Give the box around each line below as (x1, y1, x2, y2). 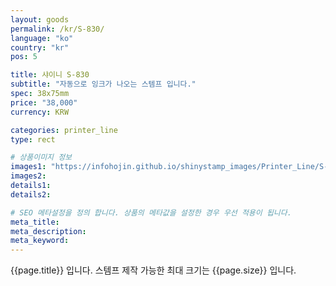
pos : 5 (10, 52, 38, 62)
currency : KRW (10, 107, 70, 117)
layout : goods (10, 14, 70, 25)
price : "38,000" (10, 97, 78, 108)
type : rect (10, 134, 56, 145)
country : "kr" (10, 42, 70, 53)
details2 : (10, 189, 52, 200)
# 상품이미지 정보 (10, 152, 73, 163)
